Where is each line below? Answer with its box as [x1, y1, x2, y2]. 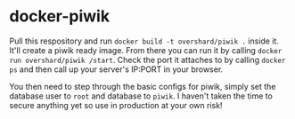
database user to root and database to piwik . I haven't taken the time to [9, 91, 274, 101]
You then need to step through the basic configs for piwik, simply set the [9, 81, 276, 91]
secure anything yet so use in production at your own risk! [9, 99, 223, 110]
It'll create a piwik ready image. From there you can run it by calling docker [9, 44, 283, 55]
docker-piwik [9, 6, 110, 27]
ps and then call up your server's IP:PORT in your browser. [9, 64, 224, 75]
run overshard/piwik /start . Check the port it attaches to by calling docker [9, 54, 286, 65]
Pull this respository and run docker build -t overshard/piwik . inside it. [9, 36, 279, 46]
